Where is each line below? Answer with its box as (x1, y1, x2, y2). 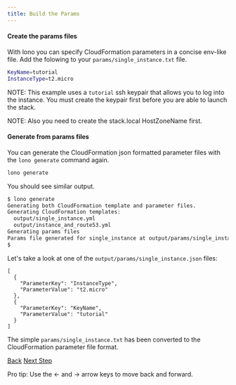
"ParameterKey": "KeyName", (20, 304, 102, 311)
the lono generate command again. (7, 155, 110, 164)
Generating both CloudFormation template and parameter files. (7, 202, 197, 209)
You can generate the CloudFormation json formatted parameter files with (7, 148, 221, 157)
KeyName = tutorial (7, 68, 58, 76)
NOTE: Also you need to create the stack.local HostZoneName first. (7, 117, 202, 125)
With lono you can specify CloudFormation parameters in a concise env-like (7, 47, 227, 56)
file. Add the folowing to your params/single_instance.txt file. (7, 55, 188, 63)
